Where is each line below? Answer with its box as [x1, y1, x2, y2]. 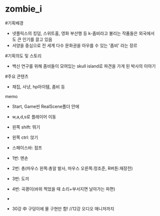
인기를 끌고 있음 [22, 36, 52, 42]
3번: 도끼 [12, 176, 30, 182]
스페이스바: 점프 [12, 145, 42, 150]
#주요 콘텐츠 [5, 73, 29, 79]
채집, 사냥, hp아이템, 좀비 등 [12, 83, 65, 89]
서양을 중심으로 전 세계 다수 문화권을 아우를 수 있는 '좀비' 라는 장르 [12, 42, 138, 48]
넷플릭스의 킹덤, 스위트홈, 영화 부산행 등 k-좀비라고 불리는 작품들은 [12, 30, 138, 36]
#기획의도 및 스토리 [5, 52, 42, 59]
